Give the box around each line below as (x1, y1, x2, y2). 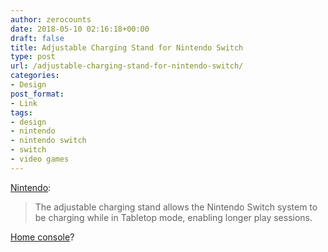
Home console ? (10, 231, 75, 243)
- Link (10, 98, 38, 108)
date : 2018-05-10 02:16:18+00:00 (10, 24, 150, 34)
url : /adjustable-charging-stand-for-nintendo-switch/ (10, 61, 244, 71)
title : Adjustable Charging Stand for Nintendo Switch (10, 42, 244, 53)
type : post (10, 52, 56, 62)
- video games (10, 154, 70, 164)
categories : (10, 71, 60, 81)
